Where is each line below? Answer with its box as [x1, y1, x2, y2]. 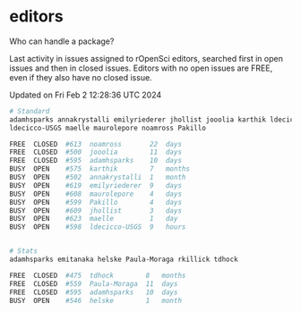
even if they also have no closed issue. [9, 72, 152, 82]
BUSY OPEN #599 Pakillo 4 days [9, 198, 182, 207]
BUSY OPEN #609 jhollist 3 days [9, 206, 182, 215]
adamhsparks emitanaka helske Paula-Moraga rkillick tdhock [9, 255, 239, 265]
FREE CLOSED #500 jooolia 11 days [9, 148, 182, 157]
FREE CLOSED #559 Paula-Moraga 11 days [9, 279, 178, 288]
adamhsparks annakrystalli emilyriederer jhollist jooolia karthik [9, 114, 267, 124]
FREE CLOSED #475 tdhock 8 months [9, 271, 186, 280]
